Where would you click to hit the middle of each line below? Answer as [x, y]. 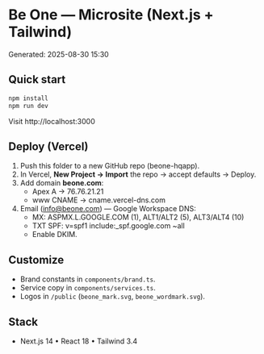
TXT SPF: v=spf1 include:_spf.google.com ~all [109, 226]
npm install [28, 98]
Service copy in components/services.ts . [88, 288]
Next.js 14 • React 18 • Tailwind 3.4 [79, 341]
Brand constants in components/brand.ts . [88, 279]
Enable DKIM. [55, 235]
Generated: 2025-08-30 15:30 [59, 54]
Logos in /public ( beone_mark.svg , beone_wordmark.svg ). [113, 297]
